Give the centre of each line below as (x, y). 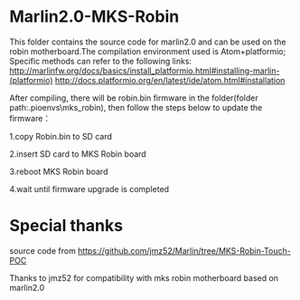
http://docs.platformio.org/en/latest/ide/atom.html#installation (170, 80)
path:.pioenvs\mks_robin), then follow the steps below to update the (136, 107)
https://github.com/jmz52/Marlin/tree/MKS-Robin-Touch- (184, 250)
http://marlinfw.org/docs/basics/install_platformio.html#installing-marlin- (145, 71)
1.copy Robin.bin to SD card (61, 136)
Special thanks (66, 226)
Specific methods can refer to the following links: (101, 61)
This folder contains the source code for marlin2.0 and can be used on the (148, 42)
